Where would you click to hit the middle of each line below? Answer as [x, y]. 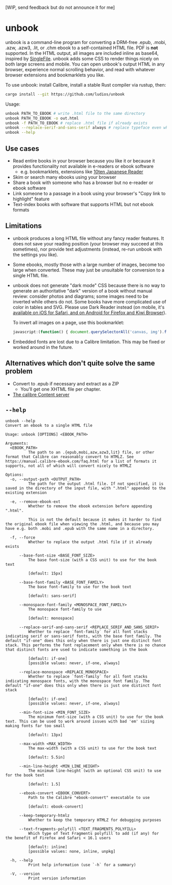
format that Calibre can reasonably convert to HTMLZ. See [70, 457]
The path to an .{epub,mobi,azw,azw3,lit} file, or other [91, 452]
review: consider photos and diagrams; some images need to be [80, 296]
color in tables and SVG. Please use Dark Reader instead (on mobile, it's [89, 307]
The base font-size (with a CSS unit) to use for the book [92, 560]
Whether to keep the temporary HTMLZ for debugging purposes [94, 820]
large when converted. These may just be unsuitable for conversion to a [89, 270]
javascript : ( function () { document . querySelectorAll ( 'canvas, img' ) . [89, 332]
